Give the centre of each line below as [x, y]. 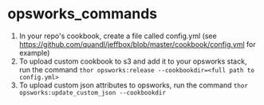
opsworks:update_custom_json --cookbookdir [93, 92]
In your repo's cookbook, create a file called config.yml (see [118, 36]
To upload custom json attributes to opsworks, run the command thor [134, 85]
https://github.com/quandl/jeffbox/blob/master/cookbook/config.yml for [137, 44]
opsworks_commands [82, 14]
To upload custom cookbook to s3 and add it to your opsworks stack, [133, 61]
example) [34, 52]
